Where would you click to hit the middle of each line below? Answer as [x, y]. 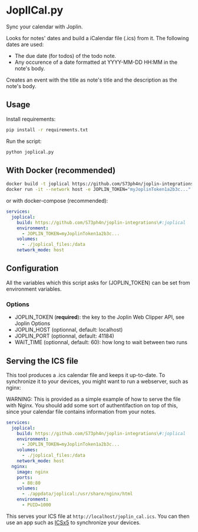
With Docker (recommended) [61, 170]
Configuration [32, 269]
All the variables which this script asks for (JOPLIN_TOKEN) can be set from [98, 283]
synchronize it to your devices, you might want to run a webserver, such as [97, 381]
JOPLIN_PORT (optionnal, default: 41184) [65, 336]
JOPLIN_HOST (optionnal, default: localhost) [69, 330]
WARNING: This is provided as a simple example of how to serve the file [93, 399]
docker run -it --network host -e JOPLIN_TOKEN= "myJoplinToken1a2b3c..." [99, 190]
